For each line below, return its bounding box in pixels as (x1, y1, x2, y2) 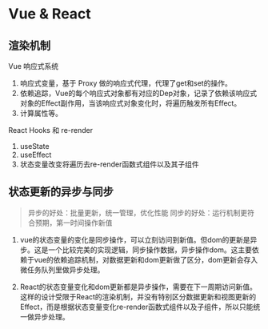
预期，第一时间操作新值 (34, 218, 113, 227)
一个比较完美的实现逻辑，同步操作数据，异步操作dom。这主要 (47, 245, 253, 255)
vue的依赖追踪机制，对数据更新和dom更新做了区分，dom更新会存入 (34, 255, 258, 264)
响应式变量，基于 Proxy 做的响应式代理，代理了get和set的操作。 (19, 78, 232, 88)
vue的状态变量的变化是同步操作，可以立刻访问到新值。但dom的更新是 (19, 235, 250, 244)
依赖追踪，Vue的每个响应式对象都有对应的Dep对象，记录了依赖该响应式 (19, 89, 258, 98)
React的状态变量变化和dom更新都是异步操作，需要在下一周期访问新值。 (19, 282, 258, 291)
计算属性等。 (19, 109, 62, 118)
